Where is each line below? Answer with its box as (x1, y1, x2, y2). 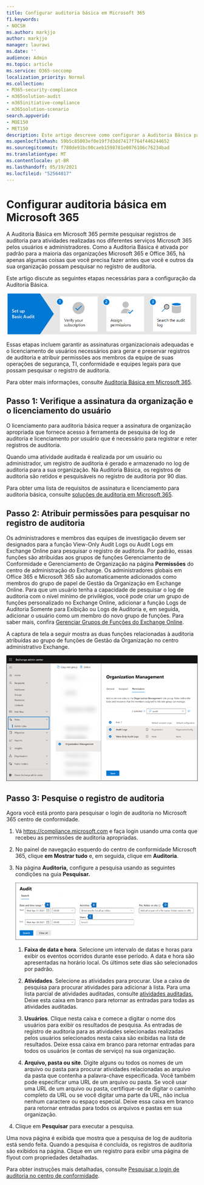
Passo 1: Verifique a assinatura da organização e (6, 396, 194, 406)
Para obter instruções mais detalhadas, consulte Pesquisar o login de (6, 1166, 180, 1173)
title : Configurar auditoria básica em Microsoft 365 (6, 10, 146, 16)
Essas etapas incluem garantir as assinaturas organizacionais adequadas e (6, 341, 194, 348)
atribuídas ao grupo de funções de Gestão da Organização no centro (6, 637, 179, 644)
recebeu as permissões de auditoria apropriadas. (15, 834, 138, 841)
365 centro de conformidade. (6, 816, 80, 823)
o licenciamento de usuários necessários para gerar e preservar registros (6, 347, 190, 355)
